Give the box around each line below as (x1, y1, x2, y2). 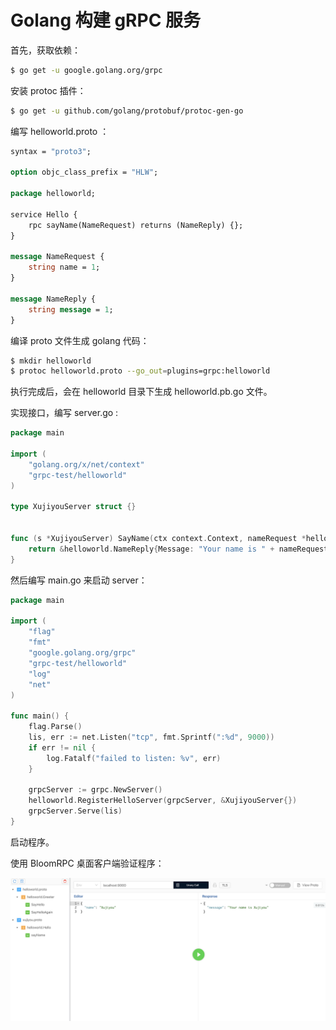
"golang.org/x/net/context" (28, 459, 145, 470)
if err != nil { (28, 742, 97, 753)
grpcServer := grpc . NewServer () (28, 785, 163, 795)
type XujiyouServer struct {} (10, 502, 137, 512)
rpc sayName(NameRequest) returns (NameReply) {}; (28, 220, 244, 230)
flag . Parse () (28, 722, 83, 732)
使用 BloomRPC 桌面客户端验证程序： (10, 857, 165, 869)
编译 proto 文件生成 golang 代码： (10, 334, 150, 346)
